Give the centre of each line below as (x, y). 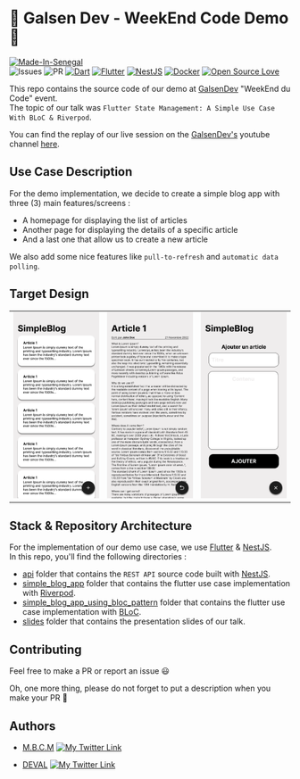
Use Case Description (71, 172)
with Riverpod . (49, 593)
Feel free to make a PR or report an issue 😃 (89, 671)
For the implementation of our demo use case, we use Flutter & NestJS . (141, 547)
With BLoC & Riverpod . (50, 117)
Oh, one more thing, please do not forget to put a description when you (140, 688)
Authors (33, 726)
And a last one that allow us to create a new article (115, 239)
